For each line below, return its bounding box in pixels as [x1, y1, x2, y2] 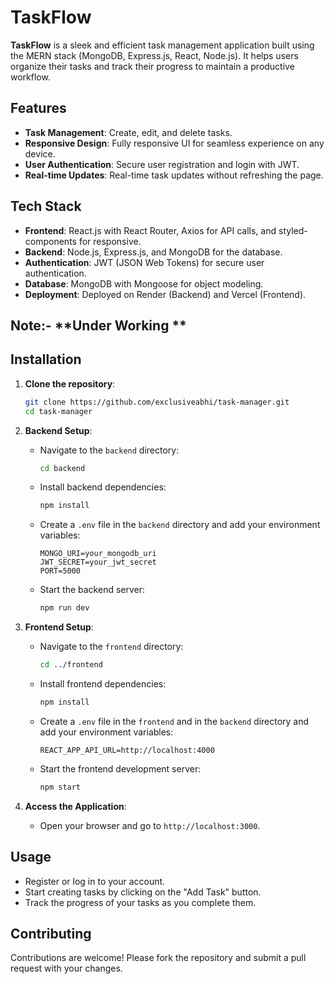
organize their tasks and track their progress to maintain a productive [10, 60, 295, 72]
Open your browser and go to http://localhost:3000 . [39, 819, 261, 831]
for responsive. [78, 235, 142, 247]
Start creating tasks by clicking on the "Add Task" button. [24, 886, 262, 898]
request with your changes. [10, 962, 123, 975]
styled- [278, 224, 308, 236]
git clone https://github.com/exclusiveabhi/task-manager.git [24, 397, 290, 407]
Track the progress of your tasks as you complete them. [24, 896, 257, 908]
